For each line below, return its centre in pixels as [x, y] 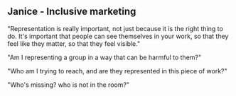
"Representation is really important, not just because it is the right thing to [116, 28]
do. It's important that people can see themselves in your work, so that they [118, 36]
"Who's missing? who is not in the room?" [69, 85]
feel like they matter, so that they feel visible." [74, 43]
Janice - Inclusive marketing [72, 12]
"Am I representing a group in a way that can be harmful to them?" [104, 57]
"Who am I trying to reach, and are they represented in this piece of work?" [117, 71]
